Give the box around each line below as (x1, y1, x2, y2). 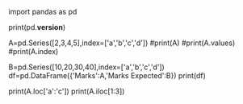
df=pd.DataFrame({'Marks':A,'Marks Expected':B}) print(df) (8, 71, 206, 80)
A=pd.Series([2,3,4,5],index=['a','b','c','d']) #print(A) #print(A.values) (8, 38, 236, 48)
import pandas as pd (8, 7, 78, 16)
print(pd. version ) (8, 23, 66, 31)
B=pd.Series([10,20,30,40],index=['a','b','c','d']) (8, 62, 165, 72)
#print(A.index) (8, 47, 59, 56)
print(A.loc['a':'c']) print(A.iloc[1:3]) (8, 86, 125, 96)
